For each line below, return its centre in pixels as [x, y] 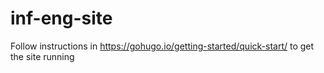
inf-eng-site [61, 18]
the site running [42, 56]
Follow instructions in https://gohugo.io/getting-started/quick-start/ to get [162, 46]
